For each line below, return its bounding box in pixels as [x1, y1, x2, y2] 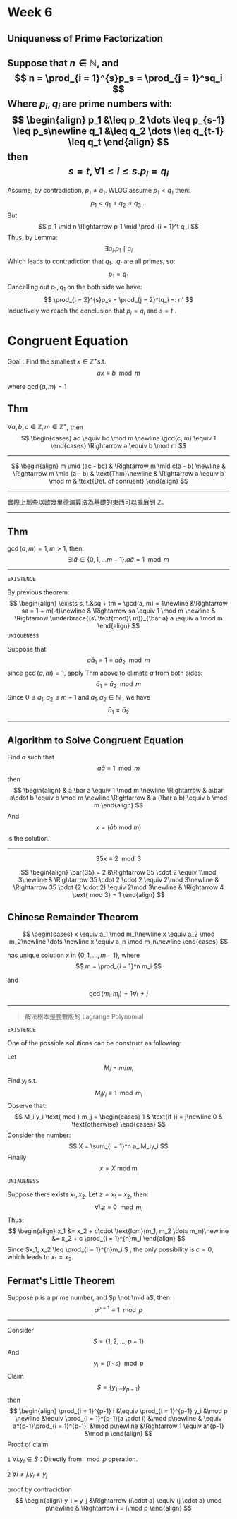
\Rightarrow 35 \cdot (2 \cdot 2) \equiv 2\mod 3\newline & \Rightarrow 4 [13, 883, 224, 891]
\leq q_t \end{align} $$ [68, 136, 169, 148]
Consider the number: [7, 1131, 71, 1140]
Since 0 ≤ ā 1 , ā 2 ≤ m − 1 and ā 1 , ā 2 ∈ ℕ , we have [7, 692, 150, 703]
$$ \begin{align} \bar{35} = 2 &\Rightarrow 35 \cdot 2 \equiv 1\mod [20, 868, 217, 877]
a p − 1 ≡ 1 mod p [94, 1304, 143, 1314]
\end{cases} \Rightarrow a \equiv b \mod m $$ [50, 442, 187, 450]
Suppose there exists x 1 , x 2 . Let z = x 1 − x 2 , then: [7, 1190, 149, 1201]
